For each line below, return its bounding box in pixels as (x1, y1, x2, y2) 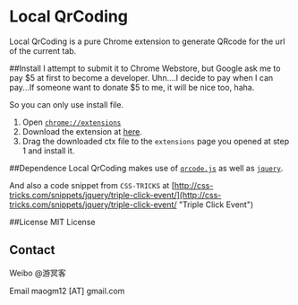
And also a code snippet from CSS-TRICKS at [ (9, 179, 175, 190)
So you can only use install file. (9, 99, 123, 109)
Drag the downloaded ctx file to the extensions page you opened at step (21, 135, 289, 146)
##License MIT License (9, 216, 96, 227)
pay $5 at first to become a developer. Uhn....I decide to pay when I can (9, 72, 274, 83)
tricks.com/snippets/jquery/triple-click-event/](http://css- (9, 189, 222, 200)
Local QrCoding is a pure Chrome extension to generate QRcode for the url (9, 36, 285, 47)
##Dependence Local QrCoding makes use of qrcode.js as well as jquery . (9, 162, 284, 173)
